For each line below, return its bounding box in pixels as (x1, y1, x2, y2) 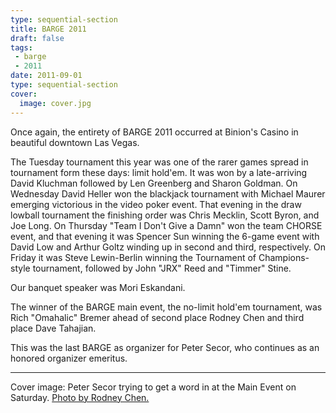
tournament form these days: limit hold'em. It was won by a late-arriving (10, 166, 308, 178)
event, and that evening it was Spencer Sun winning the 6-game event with (10, 230, 320, 242)
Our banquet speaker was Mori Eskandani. (10, 281, 186, 293)
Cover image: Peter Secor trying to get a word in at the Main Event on (10, 381, 297, 393)
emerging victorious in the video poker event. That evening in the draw (10, 198, 302, 210)
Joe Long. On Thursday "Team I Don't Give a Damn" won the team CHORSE (10, 219, 323, 231)
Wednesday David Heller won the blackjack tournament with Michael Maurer (10, 187, 326, 200)
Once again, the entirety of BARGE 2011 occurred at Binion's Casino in (10, 126, 299, 138)
